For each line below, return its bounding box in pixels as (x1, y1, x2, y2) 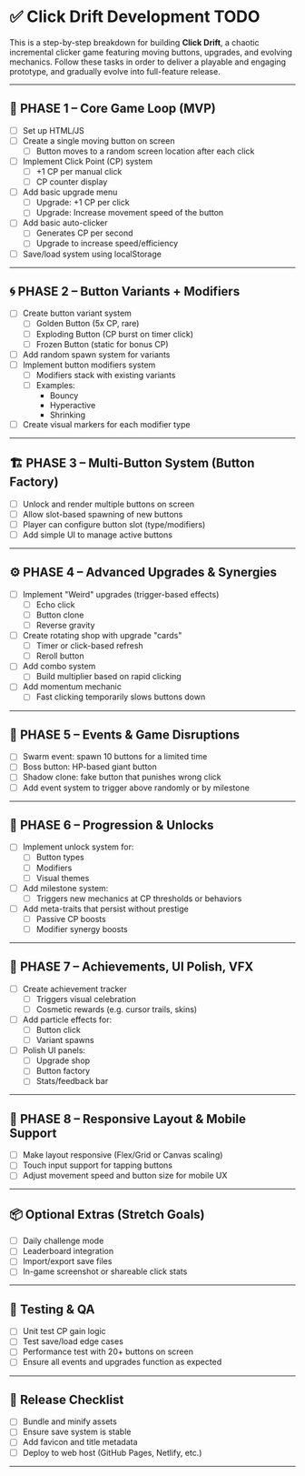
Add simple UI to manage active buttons (22, 529, 172, 540)
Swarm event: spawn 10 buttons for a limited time (22, 751, 208, 762)
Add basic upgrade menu (22, 186, 118, 197)
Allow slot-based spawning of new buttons (22, 508, 183, 519)
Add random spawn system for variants (22, 348, 171, 360)
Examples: (35, 379, 75, 390)
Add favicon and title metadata (22, 1437, 138, 1448)
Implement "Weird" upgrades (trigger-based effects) (22, 588, 220, 599)
